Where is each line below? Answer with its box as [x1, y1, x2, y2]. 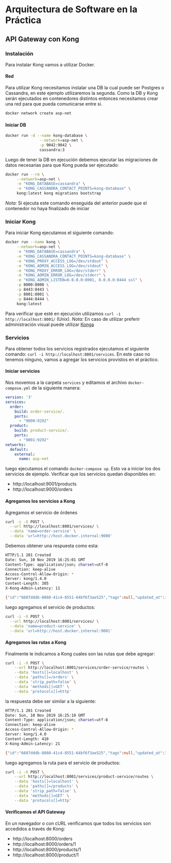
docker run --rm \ [5, 172, 44, 177]
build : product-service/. [14, 428, 70, 433]
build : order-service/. [14, 409, 65, 414]
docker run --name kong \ [5, 240, 60, 245]
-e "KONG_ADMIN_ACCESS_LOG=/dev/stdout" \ [16, 263, 108, 268]
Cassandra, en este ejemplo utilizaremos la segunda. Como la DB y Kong [5, 90, 158, 96]
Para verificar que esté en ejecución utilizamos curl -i [5, 310, 121, 317]
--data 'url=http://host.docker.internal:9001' [10, 628, 113, 633]
